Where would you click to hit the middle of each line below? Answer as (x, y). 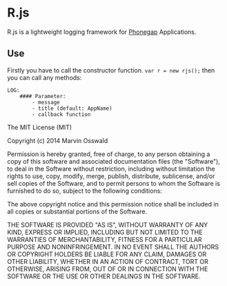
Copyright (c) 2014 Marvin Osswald (58, 140)
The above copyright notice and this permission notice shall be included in (113, 204)
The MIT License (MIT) (40, 127)
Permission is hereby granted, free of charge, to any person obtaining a (109, 154)
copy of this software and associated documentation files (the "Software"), (114, 161)
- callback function (61, 114)
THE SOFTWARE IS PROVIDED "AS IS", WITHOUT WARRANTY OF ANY (108, 225)
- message (46, 102)
